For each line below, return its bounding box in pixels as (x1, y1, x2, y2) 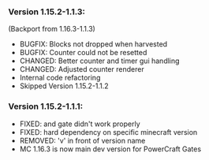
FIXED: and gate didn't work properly (19, 119, 140, 128)
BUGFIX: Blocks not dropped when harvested (19, 39, 168, 49)
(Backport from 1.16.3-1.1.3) (8, 24, 96, 34)
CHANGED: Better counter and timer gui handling (19, 56, 180, 65)
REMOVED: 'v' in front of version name (19, 136, 146, 145)
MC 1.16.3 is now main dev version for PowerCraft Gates (19, 144, 202, 154)
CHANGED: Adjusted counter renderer (19, 65, 144, 74)
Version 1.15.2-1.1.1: (8, 101, 84, 112)
